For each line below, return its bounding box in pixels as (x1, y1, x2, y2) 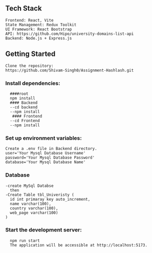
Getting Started (5, 50, 56, 59)
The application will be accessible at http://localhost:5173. (10, 242, 147, 248)
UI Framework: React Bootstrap (5, 27, 72, 32)
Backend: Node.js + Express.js (5, 35, 72, 41)
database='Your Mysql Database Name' (5, 160, 86, 165)
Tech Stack (5, 4, 42, 13)
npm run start (10, 238, 40, 243)
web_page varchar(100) (10, 210, 58, 215)
